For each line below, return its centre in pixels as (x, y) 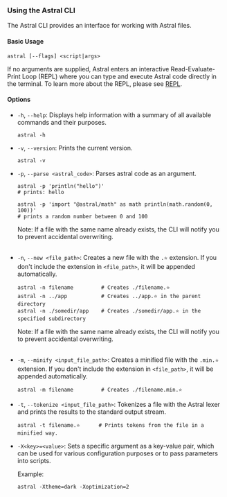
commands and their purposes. (62, 122)
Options (19, 100)
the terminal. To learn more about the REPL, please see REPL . (94, 84)
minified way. (37, 433)
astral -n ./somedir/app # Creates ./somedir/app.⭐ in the (109, 311)
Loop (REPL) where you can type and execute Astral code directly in (119, 76)
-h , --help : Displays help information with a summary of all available (114, 115)
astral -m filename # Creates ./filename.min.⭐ (100, 390)
